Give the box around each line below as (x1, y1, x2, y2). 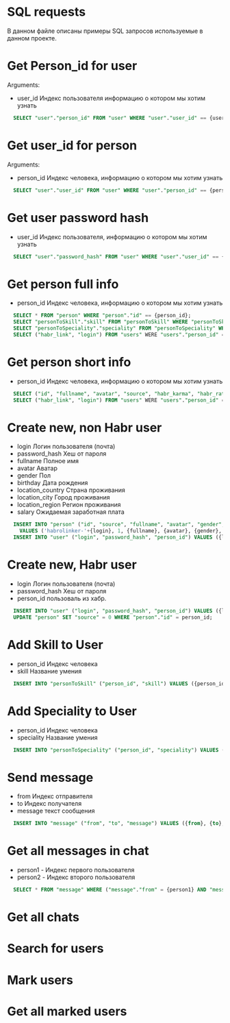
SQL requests (7, 4, 86, 20)
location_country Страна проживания (16, 486, 125, 494)
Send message (7, 769, 94, 785)
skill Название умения (16, 667, 82, 675)
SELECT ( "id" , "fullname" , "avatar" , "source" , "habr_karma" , (13, 390, 194, 397)
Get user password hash (7, 210, 149, 225)
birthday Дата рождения (16, 479, 88, 487)
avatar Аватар (16, 464, 58, 473)
